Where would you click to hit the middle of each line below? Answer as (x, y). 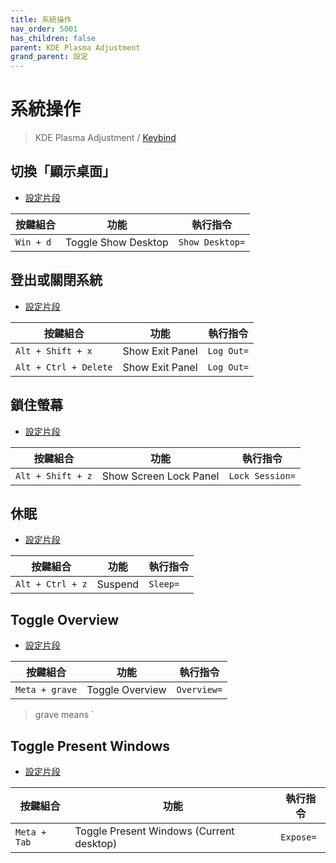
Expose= (298, 837)
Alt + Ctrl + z (51, 584)
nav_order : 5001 (44, 29)
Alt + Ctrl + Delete (64, 367)
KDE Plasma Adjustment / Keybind (105, 138)
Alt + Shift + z (54, 475)
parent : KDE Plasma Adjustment (75, 47)
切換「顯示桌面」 (63, 171)
